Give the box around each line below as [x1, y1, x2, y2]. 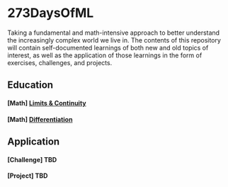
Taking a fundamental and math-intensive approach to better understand [7, 28, 220, 37]
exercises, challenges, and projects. [7, 58, 113, 67]
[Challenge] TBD [7, 155, 57, 164]
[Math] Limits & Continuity [7, 98, 86, 107]
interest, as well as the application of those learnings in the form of [7, 51, 203, 59]
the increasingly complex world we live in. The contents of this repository [7, 35, 222, 44]
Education [7, 79, 54, 91]
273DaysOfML [7, 5, 94, 21]
